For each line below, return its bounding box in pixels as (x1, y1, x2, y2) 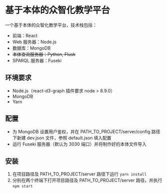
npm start (12, 184, 33, 189)
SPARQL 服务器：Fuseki (12, 57, 62, 63)
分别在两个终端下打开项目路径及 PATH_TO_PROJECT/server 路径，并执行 (12, 178, 163, 184)
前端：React (12, 32, 38, 38)
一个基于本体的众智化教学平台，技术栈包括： (5, 22, 97, 28)
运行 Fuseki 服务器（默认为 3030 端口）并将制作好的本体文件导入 (12, 141, 147, 147)
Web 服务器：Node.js (12, 38, 57, 45)
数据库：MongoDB (12, 45, 51, 51)
